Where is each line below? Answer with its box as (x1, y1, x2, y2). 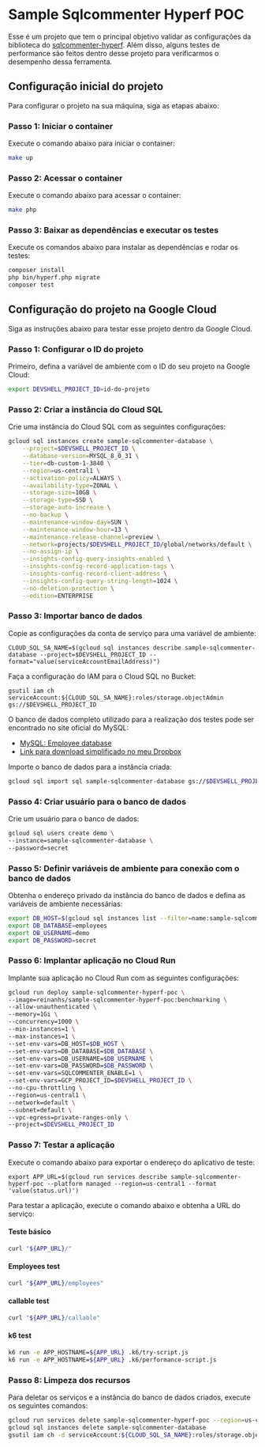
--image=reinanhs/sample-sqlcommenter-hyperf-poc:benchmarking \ (8, 995, 227, 1004)
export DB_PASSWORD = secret (8, 936, 97, 945)
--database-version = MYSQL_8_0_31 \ (22, 453, 140, 460)
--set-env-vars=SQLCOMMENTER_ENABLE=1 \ (8, 1070, 144, 1078)
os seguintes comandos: (8, 1401, 88, 1411)
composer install (8, 267, 65, 275)
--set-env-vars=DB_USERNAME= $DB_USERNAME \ (8, 1055, 154, 1063)
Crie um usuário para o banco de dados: (8, 814, 140, 824)
